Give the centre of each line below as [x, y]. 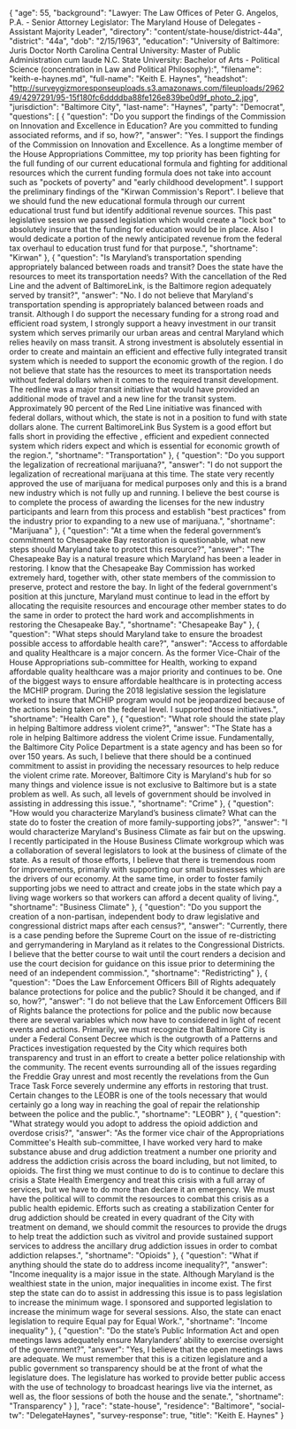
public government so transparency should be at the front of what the [136, 1368]
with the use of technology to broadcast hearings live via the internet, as [141, 1387]
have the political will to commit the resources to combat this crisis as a [139, 1199]
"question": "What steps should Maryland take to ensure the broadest [136, 634]
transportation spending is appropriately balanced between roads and [137, 304]
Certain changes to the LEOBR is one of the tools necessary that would [138, 1095]
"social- [270, 1406]
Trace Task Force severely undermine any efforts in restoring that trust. [139, 1086]
